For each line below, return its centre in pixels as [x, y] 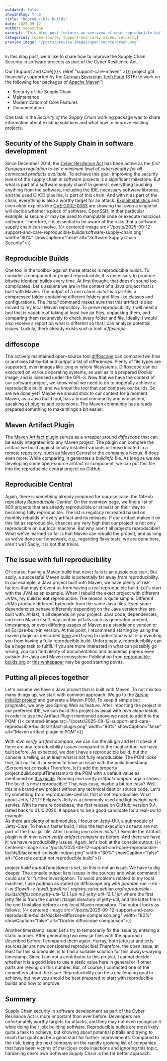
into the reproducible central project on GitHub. [53, 469]
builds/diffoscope [23, 894]
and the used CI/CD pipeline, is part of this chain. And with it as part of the [81, 195]
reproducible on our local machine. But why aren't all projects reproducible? [83, 528]
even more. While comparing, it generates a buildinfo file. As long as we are [83, 458]
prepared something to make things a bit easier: [54, 409]
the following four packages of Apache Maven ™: [54, 82]
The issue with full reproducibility [58, 560]
